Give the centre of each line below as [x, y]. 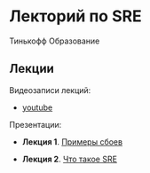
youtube [37, 107]
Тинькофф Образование [55, 41]
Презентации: [36, 124]
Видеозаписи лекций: [50, 90]
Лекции [32, 69]
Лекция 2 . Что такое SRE [70, 159]
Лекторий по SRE [75, 16]
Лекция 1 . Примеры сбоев [72, 142]
